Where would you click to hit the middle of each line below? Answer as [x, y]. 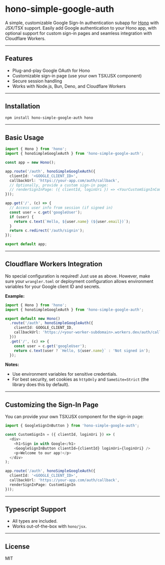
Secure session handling [37, 81]
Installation [23, 106]
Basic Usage [25, 137]
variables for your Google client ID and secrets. [53, 286]
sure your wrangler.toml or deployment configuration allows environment [79, 281]
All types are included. [35, 521]
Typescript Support [36, 510]
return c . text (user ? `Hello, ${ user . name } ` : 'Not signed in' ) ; [82, 351]
